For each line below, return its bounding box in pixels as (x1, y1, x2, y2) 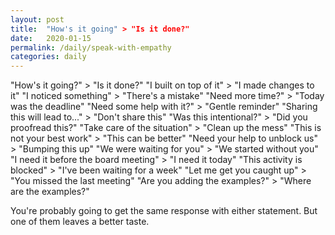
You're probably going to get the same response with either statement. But (10, 205, 318, 217)
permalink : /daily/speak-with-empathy (10, 42, 172, 53)
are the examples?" (10, 186, 90, 198)
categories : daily (10, 52, 87, 62)
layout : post (10, 14, 65, 25)
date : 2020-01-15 (10, 33, 92, 43)
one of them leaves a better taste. (10, 216, 150, 228)
